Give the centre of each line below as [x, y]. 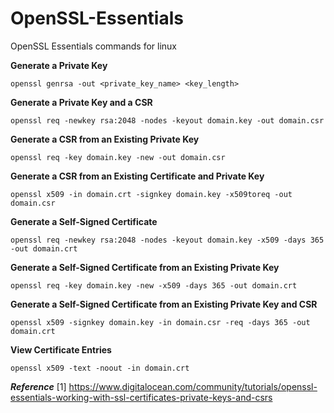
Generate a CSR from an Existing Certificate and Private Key [137, 176]
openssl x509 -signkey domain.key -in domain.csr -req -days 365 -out [160, 322]
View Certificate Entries [61, 349]
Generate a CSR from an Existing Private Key [105, 139]
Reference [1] [38, 386]
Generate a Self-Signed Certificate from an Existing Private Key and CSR [164, 304]
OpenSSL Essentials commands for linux [94, 46]
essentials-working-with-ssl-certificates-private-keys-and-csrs [141, 397]
